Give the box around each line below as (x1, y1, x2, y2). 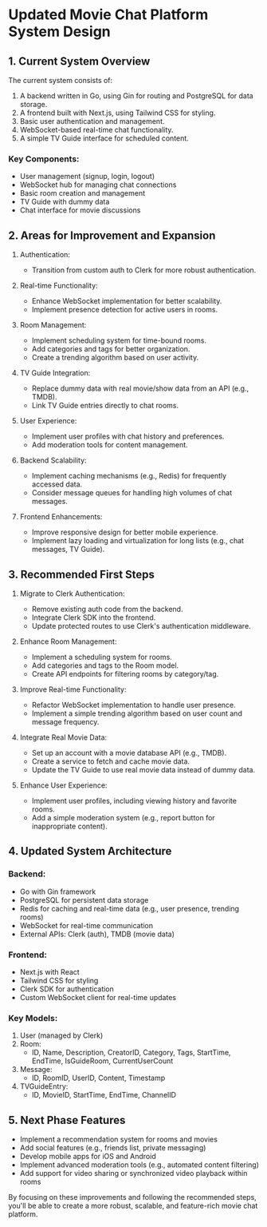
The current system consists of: (8, 76, 113, 85)
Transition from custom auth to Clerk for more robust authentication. (31, 265, 257, 275)
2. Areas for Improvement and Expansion (8, 228, 216, 242)
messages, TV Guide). (31, 545, 105, 554)
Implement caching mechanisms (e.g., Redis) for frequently (31, 471, 227, 481)
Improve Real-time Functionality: (19, 685, 127, 694)
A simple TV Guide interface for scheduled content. (19, 133, 189, 143)
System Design (8, 22, 112, 41)
